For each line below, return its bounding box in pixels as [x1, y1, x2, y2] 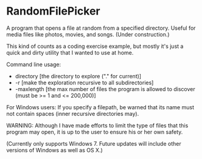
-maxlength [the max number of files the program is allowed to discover [15, 85, 196, 92]
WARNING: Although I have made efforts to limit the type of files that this [6, 121, 189, 129]
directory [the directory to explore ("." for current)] [15, 72, 142, 79]
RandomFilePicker [6, 4, 100, 18]
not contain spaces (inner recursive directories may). [6, 110, 139, 117]
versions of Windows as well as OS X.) [6, 146, 103, 154]
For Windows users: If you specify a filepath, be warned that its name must [6, 103, 195, 110]
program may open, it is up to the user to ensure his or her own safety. [6, 128, 183, 135]
